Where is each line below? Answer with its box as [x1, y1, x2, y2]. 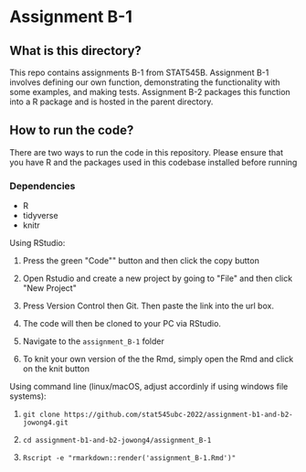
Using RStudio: [9, 238, 66, 249]
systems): [9, 391, 47, 402]
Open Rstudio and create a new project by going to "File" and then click [22, 273, 293, 284]
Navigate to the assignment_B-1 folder [22, 336, 164, 347]
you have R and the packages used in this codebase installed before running [9, 156, 298, 167]
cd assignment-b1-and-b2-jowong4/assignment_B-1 [22, 436, 212, 445]
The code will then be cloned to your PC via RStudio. [22, 318, 222, 329]
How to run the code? [9, 123, 134, 138]
